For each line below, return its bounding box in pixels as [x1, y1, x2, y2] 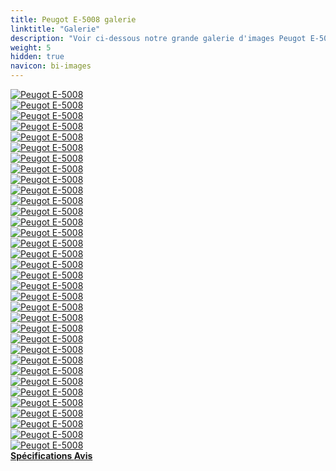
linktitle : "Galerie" [10, 24, 101, 34]
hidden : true [10, 52, 65, 62]
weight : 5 [10, 42, 52, 53]
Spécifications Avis [10, 450, 93, 461]
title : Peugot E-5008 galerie [10, 14, 137, 25]
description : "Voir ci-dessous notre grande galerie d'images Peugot [10, 33, 307, 43]
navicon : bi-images [10, 61, 92, 71]
